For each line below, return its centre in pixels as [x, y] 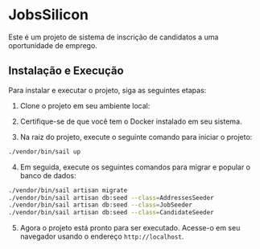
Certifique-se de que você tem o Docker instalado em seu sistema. [131, 121]
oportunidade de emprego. [53, 45]
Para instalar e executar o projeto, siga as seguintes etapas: [107, 90]
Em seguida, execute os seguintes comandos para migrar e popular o [135, 167]
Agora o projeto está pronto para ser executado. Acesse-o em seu [130, 228]
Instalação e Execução [66, 71]
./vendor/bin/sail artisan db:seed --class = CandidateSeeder [111, 213]
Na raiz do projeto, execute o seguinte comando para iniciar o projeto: [136, 137]
